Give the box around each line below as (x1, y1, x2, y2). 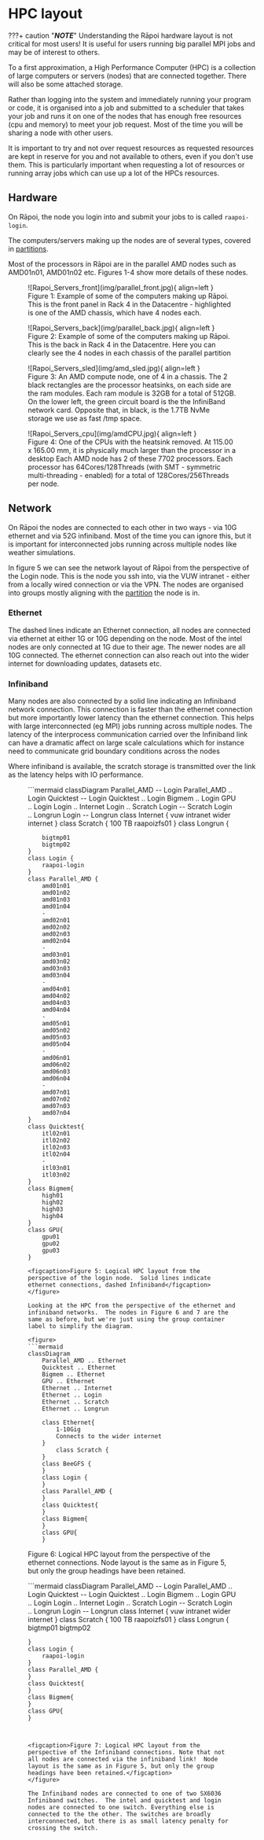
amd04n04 (42, 1006, 71, 1014)
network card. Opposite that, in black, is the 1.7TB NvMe (27, 405, 211, 414)
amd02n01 (42, 917, 71, 925)
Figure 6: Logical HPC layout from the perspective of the (27, 1550, 211, 1559)
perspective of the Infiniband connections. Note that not (27, 1749, 225, 1757)
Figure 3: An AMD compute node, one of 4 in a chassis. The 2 (27, 371, 228, 381)
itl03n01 (42, 1165, 71, 1172)
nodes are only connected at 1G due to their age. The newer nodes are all (8, 642, 246, 651)
